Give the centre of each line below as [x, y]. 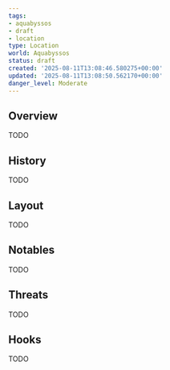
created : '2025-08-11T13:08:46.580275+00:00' [85, 69]
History [27, 161]
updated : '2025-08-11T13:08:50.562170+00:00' [85, 76]
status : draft [32, 61]
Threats [28, 295]
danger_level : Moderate [48, 83]
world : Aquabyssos [39, 53]
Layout [26, 205]
